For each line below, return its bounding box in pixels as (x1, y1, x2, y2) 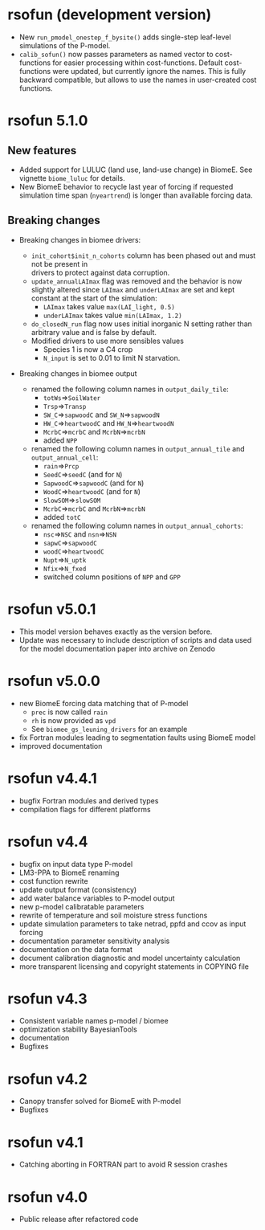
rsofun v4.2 (7, 1070, 88, 1088)
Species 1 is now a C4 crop (43, 344, 133, 354)
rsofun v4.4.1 (7, 769, 97, 787)
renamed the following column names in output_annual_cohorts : (31, 521, 243, 530)
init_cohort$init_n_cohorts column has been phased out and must (31, 251, 256, 260)
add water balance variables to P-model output (18, 893, 175, 903)
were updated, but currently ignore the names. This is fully (52, 66, 247, 76)
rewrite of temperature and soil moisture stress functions (18, 910, 208, 920)
